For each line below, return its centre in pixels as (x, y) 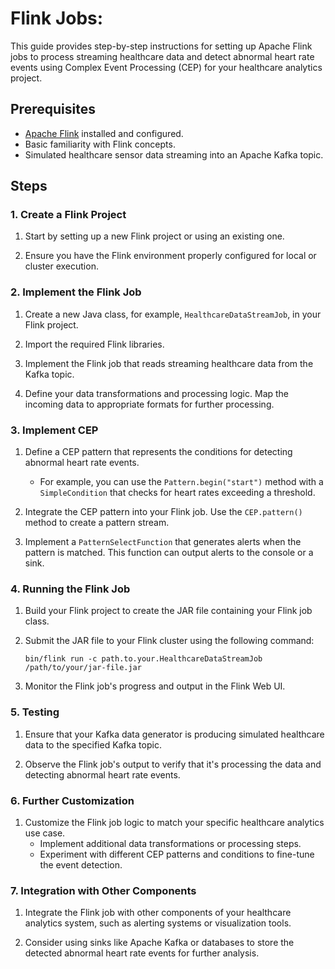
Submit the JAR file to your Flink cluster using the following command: (169, 641)
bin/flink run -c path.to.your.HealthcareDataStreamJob (143, 659)
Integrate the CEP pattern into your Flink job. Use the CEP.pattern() (163, 512)
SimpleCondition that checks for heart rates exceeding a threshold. (177, 493)
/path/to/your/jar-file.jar (83, 668)
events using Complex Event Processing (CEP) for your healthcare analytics (166, 67)
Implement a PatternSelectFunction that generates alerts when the (163, 542)
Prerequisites (53, 109)
